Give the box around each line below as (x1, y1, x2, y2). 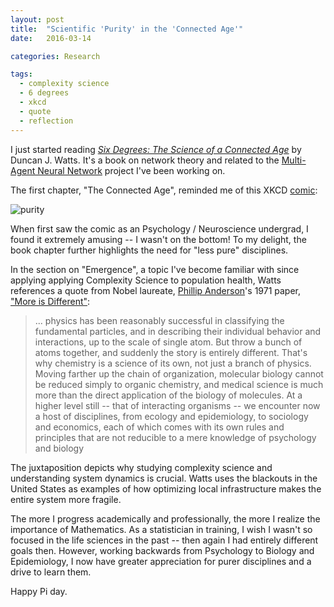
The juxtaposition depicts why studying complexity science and (10, 461, 273, 473)
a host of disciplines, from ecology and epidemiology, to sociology (34, 410, 309, 422)
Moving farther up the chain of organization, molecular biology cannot (34, 367, 324, 380)
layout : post (10, 14, 65, 25)
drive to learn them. (10, 566, 92, 578)
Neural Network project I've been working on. (37, 164, 226, 176)
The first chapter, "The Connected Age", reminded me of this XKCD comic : (10, 184, 318, 196)
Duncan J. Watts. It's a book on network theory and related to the (10, 154, 280, 166)
